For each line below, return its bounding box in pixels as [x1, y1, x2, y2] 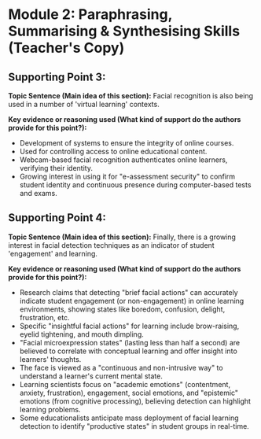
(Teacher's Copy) [8, 39, 125, 57]
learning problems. [19, 404, 81, 414]
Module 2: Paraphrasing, [8, 6, 173, 24]
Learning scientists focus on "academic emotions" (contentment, [19, 379, 230, 389]
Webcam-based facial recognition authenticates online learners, [19, 155, 228, 164]
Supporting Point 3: [8, 70, 106, 83]
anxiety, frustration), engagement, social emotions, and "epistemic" [19, 388, 238, 397]
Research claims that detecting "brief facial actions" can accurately [19, 287, 238, 297]
